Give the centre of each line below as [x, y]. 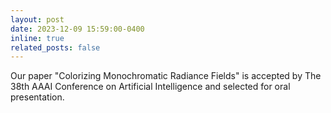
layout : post [37, 19]
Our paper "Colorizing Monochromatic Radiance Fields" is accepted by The [166, 76]
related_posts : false [55, 47]
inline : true [37, 38]
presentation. [37, 97]
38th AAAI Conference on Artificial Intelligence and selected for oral [150, 87]
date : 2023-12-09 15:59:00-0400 [77, 29]
